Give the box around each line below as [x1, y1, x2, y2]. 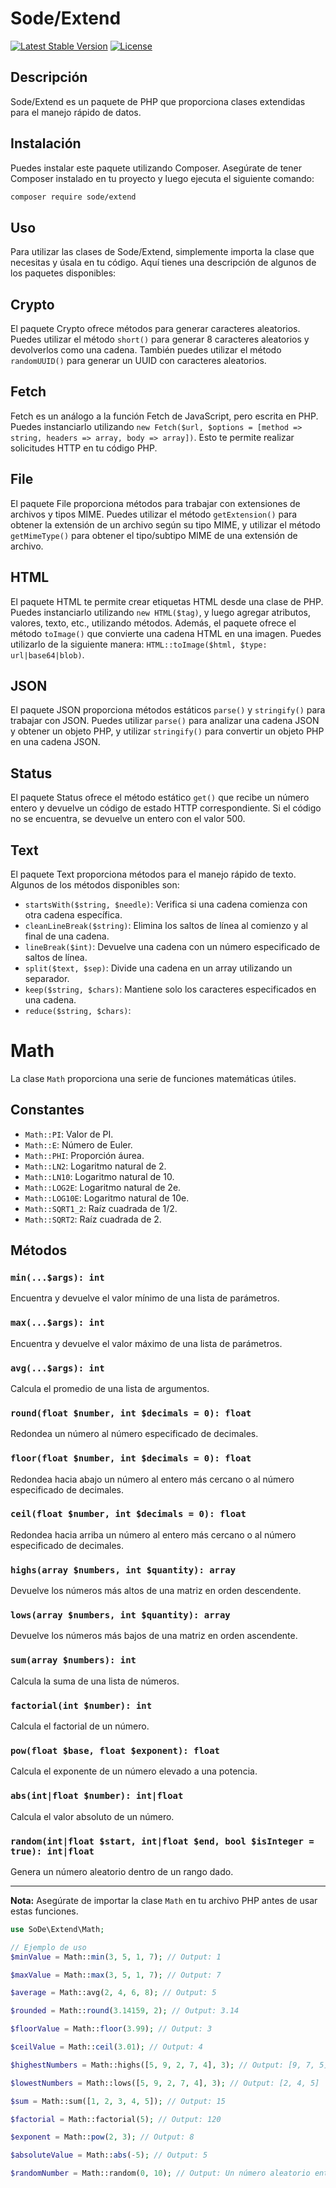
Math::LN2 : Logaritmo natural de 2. [24, 1160, 167, 1172]
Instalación [10, 135, 82, 152]
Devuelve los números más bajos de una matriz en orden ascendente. [10, 1630, 298, 1642]
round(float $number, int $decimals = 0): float [10, 1407, 252, 1419]
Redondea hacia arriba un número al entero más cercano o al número [10, 1528, 297, 1541]
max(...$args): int [10, 1317, 105, 1329]
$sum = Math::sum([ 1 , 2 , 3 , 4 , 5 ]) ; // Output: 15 [10, 2096, 226, 2106]
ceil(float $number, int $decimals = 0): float [10, 1508, 247, 1520]
